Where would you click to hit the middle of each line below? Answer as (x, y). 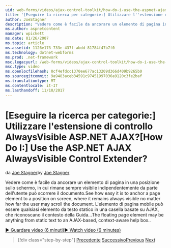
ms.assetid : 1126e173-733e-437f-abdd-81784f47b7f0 (60, 48)
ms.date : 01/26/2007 (27, 39)
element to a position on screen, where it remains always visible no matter (83, 199)
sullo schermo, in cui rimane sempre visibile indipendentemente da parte (81, 188)
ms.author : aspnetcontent (33, 29)
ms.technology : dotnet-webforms (39, 52)
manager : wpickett (25, 34)
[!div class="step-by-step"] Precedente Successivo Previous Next (86, 240)
